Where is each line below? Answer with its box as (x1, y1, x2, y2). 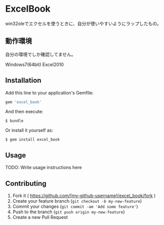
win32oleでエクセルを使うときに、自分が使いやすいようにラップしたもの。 (5, 20, 162, 26)
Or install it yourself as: (5, 127, 53, 134)
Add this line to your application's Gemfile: (5, 89, 94, 95)
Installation (5, 76, 42, 85)
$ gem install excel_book (5, 137, 60, 142)
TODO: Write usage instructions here (5, 165, 82, 171)
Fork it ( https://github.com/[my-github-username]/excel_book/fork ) (12, 192, 156, 199)
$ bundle (5, 118, 24, 123)
